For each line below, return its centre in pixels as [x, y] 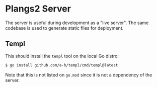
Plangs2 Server [38, 9]
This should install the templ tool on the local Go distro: [62, 56]
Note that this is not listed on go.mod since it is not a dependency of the [79, 75]
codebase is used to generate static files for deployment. [64, 28]
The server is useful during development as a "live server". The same [77, 23]
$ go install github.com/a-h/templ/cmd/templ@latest [62, 65]
